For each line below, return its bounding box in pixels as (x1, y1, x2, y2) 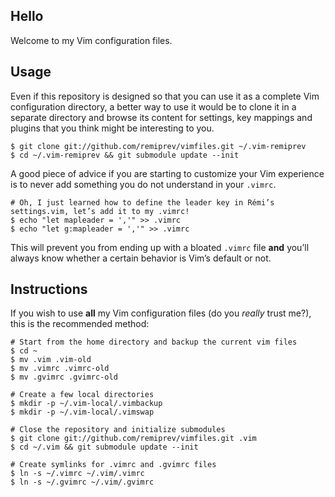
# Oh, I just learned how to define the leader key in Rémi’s (10, 197, 275, 208)
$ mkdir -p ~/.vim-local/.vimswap (10, 407, 155, 418)
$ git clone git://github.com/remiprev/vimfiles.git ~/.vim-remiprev (10, 141, 307, 151)
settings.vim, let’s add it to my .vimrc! (10, 206, 190, 216)
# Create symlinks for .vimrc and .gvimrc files (10, 460, 217, 470)
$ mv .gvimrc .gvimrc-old (10, 372, 118, 383)
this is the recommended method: (10, 318, 150, 330)
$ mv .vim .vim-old (10, 355, 92, 365)
